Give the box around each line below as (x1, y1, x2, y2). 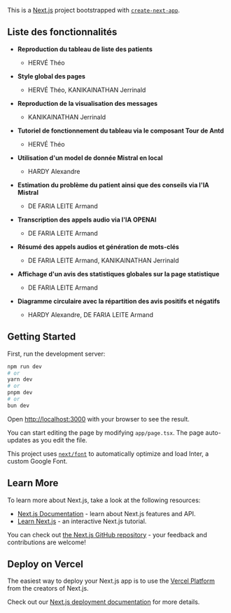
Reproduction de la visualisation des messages (17, 99, 158, 107)
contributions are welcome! (7, 538, 86, 546)
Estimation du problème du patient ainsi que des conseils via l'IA (17, 180, 210, 189)
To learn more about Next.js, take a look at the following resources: (7, 496, 201, 504)
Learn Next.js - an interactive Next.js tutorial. (17, 517, 147, 525)
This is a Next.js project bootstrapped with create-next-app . (7, 6, 181, 14)
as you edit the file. (32, 436, 87, 444)
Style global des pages (17, 72, 86, 80)
